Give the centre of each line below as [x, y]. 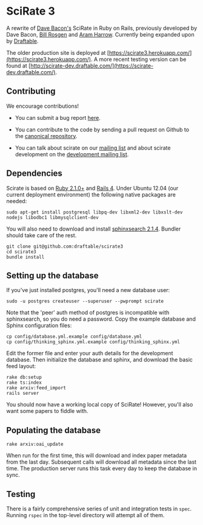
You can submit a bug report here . [58, 117]
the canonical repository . [46, 136]
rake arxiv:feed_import [36, 388]
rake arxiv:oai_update [35, 444]
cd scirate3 [21, 252]
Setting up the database [52, 275]
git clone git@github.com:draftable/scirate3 [65, 246]
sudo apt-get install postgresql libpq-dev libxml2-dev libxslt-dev [95, 212]
